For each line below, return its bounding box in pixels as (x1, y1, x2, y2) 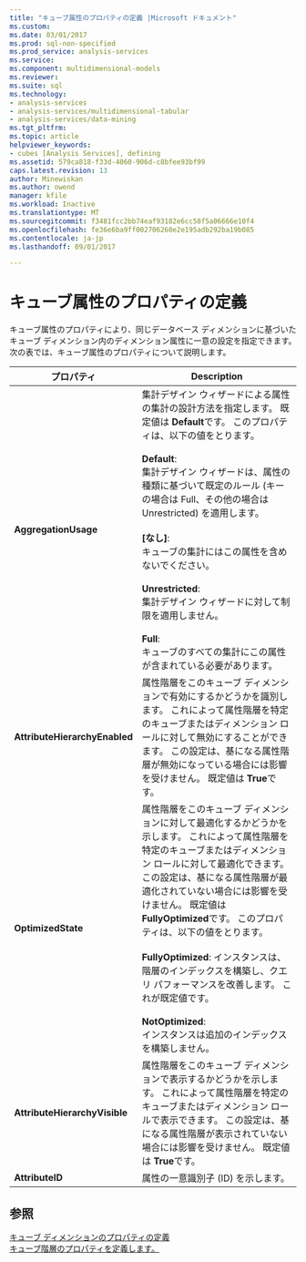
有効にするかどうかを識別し (168, 690, 289, 703)
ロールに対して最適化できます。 (153, 857, 290, 870)
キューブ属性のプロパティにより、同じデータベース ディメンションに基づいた (9, 324, 297, 335)
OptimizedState (14, 922, 84, 935)
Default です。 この (171, 416, 252, 428)
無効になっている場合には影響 (159, 758, 288, 771)
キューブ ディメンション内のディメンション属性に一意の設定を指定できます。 (9, 335, 297, 346)
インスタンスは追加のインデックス (141, 1029, 288, 1041)
